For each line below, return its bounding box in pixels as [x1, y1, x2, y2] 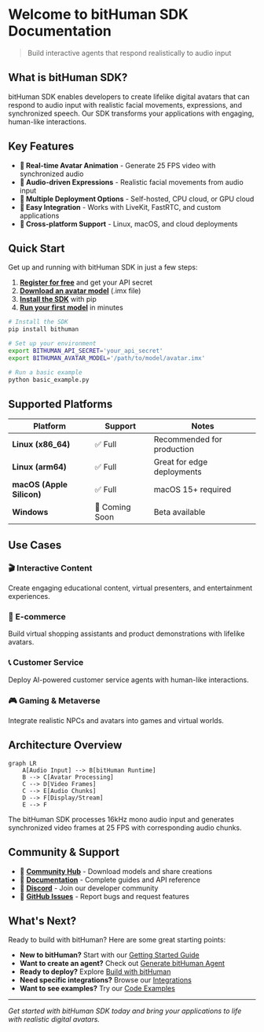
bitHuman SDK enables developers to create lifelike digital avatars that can [8, 92, 250, 101]
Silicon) [12, 489, 42, 500]
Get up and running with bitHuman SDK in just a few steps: [8, 263, 198, 272]
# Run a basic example [8, 368, 82, 376]
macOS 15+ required [153, 484, 232, 495]
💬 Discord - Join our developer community [19, 883, 159, 893]
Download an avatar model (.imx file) [19, 286, 141, 296]
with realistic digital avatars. [8, 1015, 101, 1024]
